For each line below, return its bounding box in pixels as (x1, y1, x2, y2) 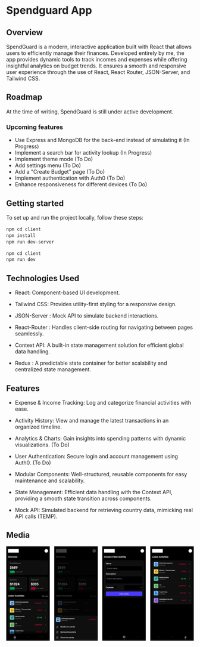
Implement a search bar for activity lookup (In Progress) (14, 149, 152, 156)
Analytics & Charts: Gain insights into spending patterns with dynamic (14, 435, 186, 442)
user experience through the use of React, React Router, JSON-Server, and (6, 69, 190, 75)
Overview (6, 27, 43, 38)
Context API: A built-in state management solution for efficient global (14, 341, 184, 349)
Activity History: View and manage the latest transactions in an (14, 417, 169, 424)
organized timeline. (14, 423, 62, 430)
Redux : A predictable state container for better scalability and (14, 359, 167, 367)
